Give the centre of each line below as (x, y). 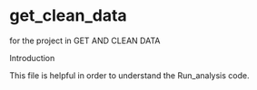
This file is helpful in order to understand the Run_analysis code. (129, 75)
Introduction (32, 58)
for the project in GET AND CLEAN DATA (85, 40)
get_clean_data (68, 16)
